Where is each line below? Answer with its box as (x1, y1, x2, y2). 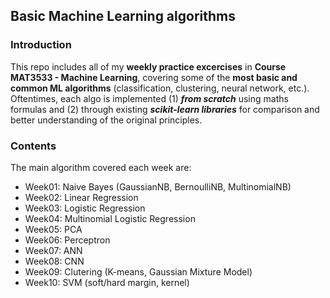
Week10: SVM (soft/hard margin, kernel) (24, 276, 190, 288)
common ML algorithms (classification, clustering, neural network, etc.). (10, 82, 310, 94)
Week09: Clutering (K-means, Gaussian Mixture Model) (24, 265, 253, 278)
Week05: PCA (24, 223, 83, 235)
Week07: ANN (24, 244, 83, 256)
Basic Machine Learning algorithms (10, 8, 236, 25)
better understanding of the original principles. (10, 114, 203, 126)
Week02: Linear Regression (24, 191, 139, 203)
